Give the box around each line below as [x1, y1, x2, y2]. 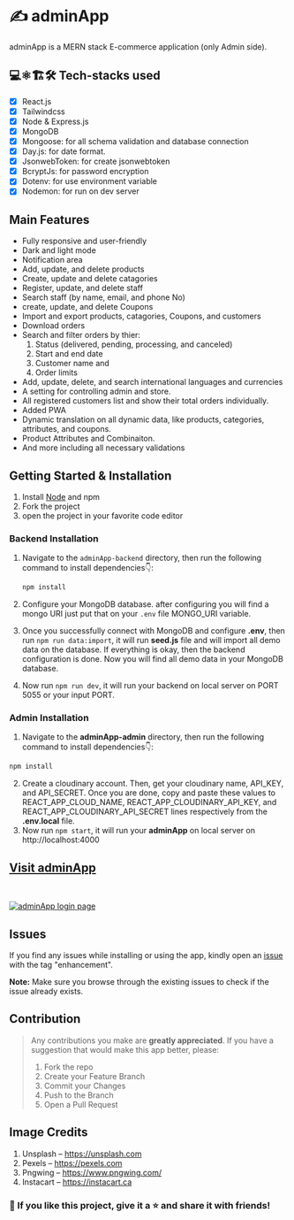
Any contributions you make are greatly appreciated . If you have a [30, 1035, 274, 1046]
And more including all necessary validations [21, 442, 185, 453]
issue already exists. [9, 986, 84, 996]
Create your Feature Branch [43, 1070, 146, 1081]
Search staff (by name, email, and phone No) [21, 292, 185, 303]
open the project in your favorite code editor [21, 510, 184, 521]
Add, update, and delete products [21, 264, 145, 274]
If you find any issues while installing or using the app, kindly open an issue [9, 949, 283, 960]
